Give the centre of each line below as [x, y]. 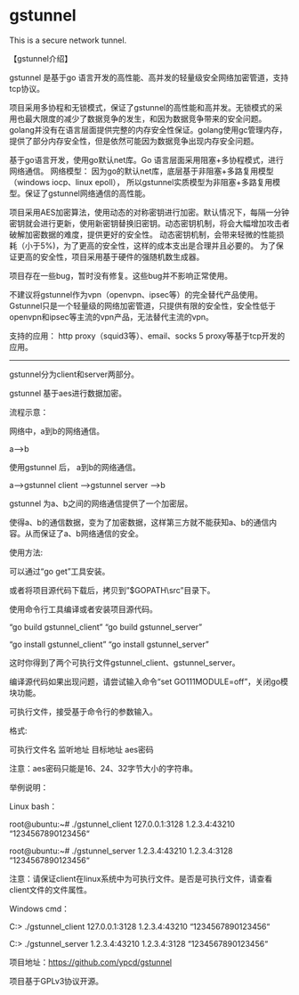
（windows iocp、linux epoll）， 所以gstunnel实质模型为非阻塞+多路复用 [141, 182]
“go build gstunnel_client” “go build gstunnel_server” [106, 627]
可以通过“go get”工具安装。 [60, 571]
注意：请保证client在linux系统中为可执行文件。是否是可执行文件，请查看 [141, 878]
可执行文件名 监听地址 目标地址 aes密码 [81, 749]
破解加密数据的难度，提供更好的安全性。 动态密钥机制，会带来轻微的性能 [143, 234]
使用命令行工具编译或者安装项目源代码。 [83, 609]
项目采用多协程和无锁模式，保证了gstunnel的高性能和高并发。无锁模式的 [142, 107]
